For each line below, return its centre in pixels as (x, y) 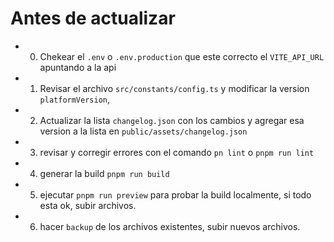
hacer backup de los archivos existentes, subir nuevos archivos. (170, 226)
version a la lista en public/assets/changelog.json (143, 131)
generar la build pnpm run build (104, 173)
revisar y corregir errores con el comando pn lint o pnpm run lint (177, 152)
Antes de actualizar (93, 18)
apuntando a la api (78, 67)
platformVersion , (75, 99)
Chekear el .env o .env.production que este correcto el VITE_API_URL (182, 56)
